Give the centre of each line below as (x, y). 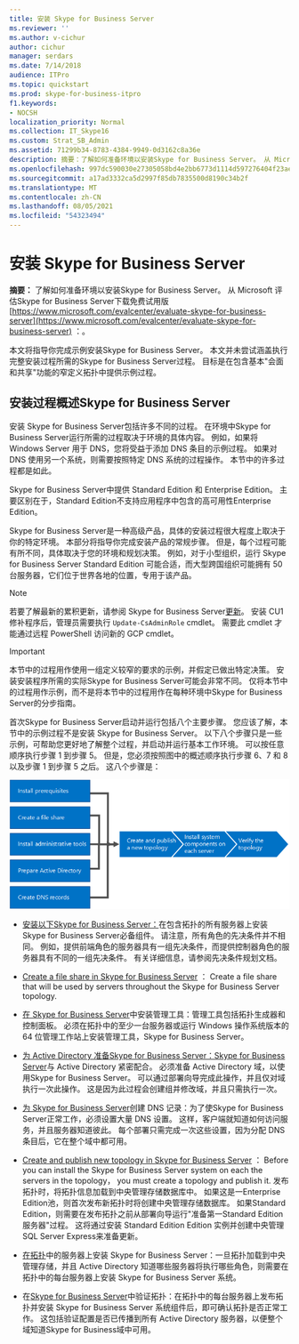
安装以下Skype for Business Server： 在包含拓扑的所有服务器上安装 (145, 924)
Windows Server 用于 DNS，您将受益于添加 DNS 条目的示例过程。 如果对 (143, 448)
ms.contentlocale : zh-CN (55, 197)
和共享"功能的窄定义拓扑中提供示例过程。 (85, 372)
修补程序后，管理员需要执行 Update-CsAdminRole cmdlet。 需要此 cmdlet (141, 622)
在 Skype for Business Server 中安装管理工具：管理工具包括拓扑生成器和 (154, 1015)
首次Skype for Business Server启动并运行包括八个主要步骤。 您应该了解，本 (149, 721)
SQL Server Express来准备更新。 (82, 1236)
